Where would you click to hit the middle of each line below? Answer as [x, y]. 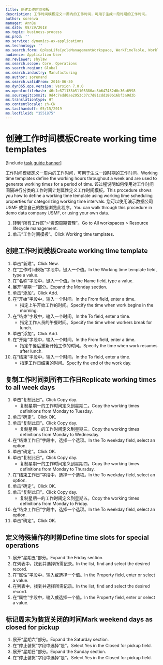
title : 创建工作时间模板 [28, 9]
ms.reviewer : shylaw [26, 59]
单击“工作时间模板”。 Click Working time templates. [63, 234]
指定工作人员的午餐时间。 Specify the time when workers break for [86, 322]
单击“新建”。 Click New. [36, 263]
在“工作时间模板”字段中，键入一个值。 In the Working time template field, [85, 269]
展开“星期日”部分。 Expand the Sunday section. [59, 651]
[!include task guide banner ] [34, 162]
